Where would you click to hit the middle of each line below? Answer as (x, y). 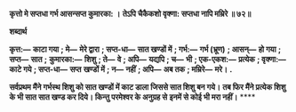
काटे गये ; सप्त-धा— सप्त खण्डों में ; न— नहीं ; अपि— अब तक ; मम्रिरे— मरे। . (121, 69)
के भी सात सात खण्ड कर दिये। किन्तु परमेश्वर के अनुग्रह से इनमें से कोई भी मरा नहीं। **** (132, 97)
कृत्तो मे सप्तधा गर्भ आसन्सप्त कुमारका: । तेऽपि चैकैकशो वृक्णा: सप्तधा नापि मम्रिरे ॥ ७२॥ (130, 14)
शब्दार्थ (18, 32)
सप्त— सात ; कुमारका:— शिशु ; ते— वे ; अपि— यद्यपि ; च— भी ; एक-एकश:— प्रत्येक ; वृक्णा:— (148, 59)
